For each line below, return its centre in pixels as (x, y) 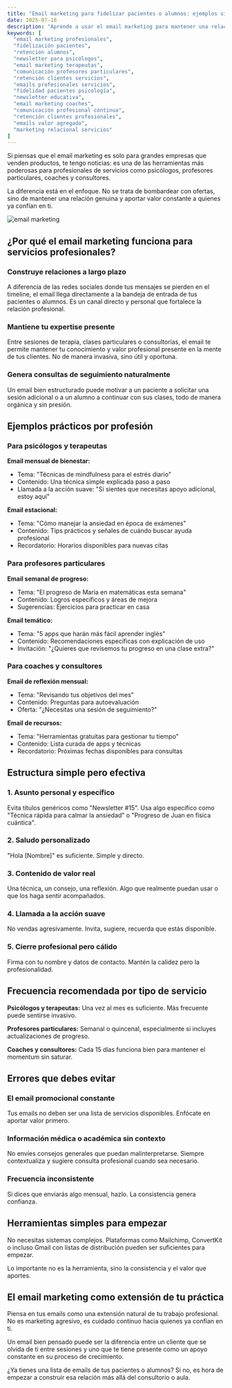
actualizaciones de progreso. (48, 1036)
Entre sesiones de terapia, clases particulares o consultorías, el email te (109, 342)
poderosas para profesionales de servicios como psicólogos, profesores (110, 170)
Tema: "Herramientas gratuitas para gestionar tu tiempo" (98, 736)
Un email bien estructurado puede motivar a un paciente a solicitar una (108, 389)
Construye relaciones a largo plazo (67, 272)
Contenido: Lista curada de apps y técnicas (79, 744)
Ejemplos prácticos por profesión (80, 426)
